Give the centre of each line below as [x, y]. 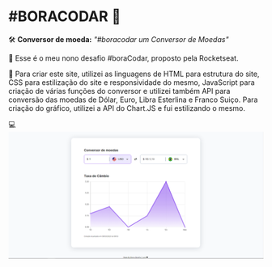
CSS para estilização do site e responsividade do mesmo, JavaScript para [132, 82]
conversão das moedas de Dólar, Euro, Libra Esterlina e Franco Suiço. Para [133, 100]
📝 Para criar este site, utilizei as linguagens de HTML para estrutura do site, [134, 74]
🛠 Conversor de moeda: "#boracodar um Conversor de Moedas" [119, 39]
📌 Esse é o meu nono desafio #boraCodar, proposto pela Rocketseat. [123, 58]
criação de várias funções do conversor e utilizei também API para [119, 91]
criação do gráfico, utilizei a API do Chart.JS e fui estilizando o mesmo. [127, 108]
